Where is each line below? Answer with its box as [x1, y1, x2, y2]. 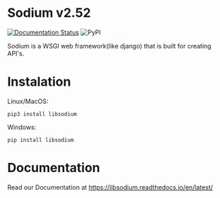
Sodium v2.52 [7, 5, 92, 21]
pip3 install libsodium [7, 110, 78, 117]
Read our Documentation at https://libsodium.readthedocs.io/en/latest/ [7, 183, 214, 191]
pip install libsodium [7, 136, 74, 143]
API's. [7, 49, 25, 58]
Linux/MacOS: [7, 97, 49, 105]
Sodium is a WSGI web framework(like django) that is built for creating [7, 41, 212, 50]
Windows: [7, 123, 37, 131]
